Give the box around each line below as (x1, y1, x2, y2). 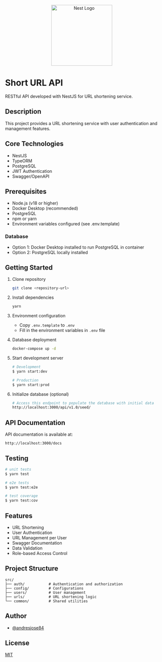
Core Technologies (5, 140, 64, 148)
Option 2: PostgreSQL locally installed (12, 249, 89, 255)
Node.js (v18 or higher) (12, 200, 58, 206)
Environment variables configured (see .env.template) (12, 221, 120, 227)
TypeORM (12, 158, 33, 164)
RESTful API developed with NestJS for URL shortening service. (5, 93, 133, 99)
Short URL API (5, 77, 63, 89)
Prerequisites (5, 187, 47, 196)
